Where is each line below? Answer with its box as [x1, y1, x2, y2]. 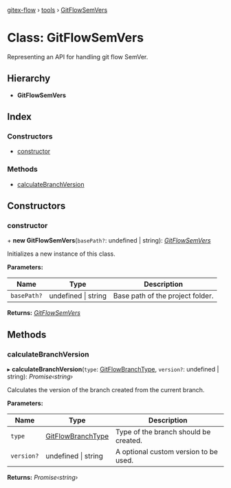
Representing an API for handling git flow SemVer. [7, 52, 148, 61]
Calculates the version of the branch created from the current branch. [7, 386, 205, 394]
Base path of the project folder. [113, 291, 214, 301]
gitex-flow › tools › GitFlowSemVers [7, 6, 108, 14]
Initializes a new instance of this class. [7, 250, 115, 258]
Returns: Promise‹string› [7, 474, 78, 482]
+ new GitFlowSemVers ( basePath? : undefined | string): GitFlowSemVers [7, 236, 211, 245]
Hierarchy [7, 72, 51, 85]
